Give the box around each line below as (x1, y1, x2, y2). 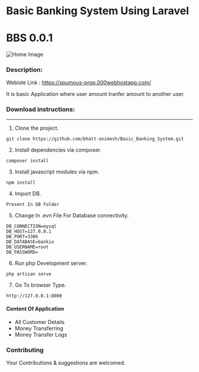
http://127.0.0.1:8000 (6, 293, 62, 299)
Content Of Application (6, 305, 65, 312)
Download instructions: (6, 105, 75, 114)
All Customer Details (14, 318, 65, 325)
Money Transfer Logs (14, 331, 68, 338)
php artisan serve (6, 271, 52, 277)
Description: (6, 66, 43, 74)
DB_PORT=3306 (6, 233, 38, 239)
